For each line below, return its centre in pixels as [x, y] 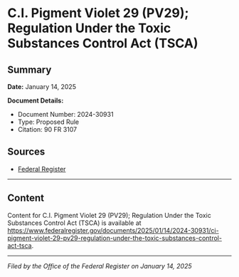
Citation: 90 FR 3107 [47, 129]
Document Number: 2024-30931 [65, 114]
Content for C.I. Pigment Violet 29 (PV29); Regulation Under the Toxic [109, 215]
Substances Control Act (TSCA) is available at [74, 223]
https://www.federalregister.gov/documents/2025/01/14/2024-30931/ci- [113, 230]
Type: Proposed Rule [48, 122]
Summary [30, 69]
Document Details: [36, 100]
